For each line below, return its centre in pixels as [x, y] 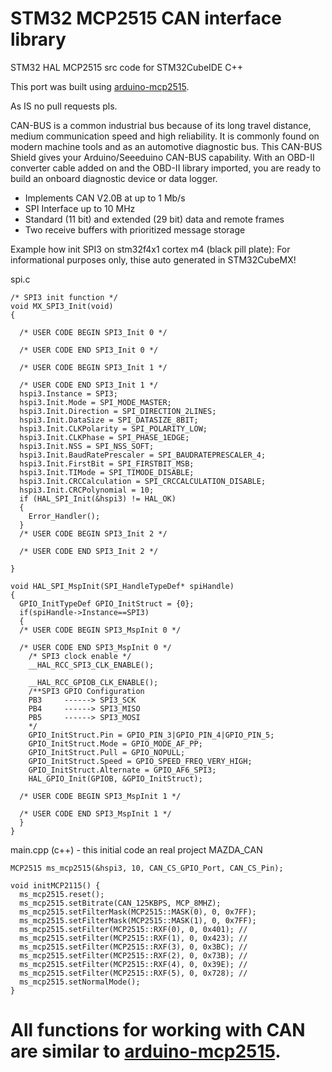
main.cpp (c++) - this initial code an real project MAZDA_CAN [136, 849]
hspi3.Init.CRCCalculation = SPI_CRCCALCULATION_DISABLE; [143, 481]
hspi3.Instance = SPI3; [68, 393]
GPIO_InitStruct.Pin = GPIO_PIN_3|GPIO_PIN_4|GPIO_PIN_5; [151, 735]
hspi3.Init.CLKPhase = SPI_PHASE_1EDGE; [104, 437]
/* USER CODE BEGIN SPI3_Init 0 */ [93, 332]
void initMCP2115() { [55, 885]
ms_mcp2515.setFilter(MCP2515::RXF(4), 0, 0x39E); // [133, 964]
